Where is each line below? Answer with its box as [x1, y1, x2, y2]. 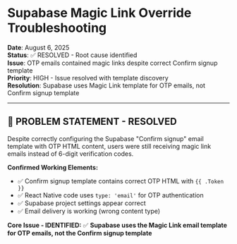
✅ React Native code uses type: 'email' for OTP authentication [17, 190, 204, 199]
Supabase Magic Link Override [7, 5, 192, 21]
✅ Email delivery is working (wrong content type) [17, 207, 161, 215]
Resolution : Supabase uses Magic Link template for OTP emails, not [7, 81, 206, 90]
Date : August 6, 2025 [7, 43, 70, 51]
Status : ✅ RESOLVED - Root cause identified [7, 51, 138, 59]
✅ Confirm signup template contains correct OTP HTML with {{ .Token [17, 176, 224, 185]
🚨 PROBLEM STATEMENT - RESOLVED [7, 116, 178, 128]
